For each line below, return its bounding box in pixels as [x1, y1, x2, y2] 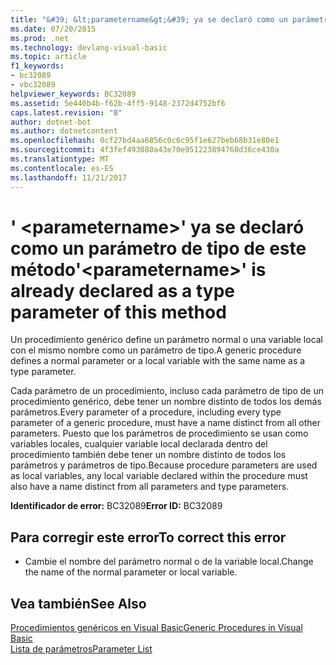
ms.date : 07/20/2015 [10, 24, 97, 34]
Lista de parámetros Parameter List [10, 643, 153, 655]
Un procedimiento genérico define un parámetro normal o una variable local [10, 334, 324, 346]
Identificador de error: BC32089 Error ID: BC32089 [10, 500, 223, 512]
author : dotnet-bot [10, 117, 92, 127]
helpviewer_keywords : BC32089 [10, 89, 137, 99]
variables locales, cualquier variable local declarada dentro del [10, 438, 268, 450]
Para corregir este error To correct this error [10, 529, 287, 546]
